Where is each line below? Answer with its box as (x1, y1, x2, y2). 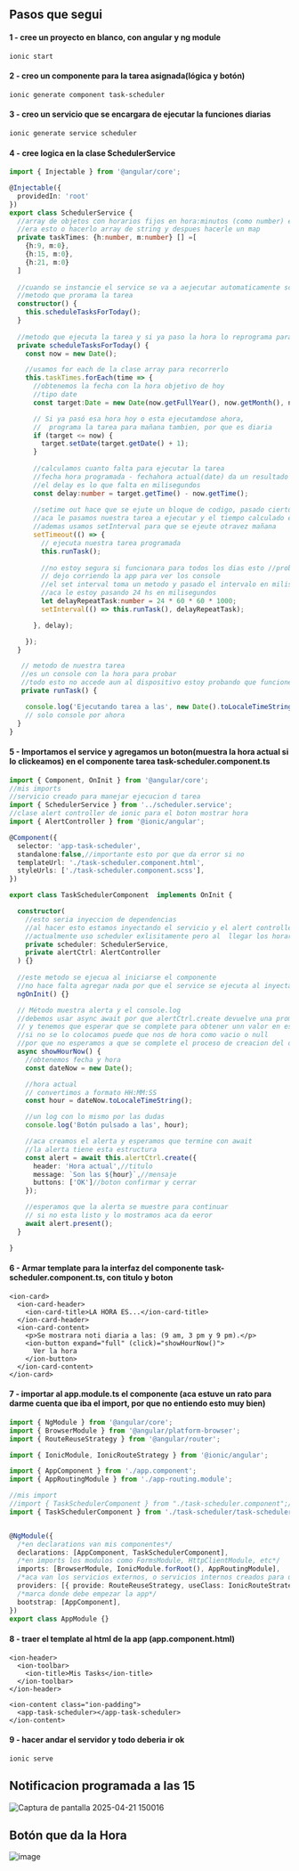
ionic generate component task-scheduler (9, 90, 166, 99)
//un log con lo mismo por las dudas (25, 1113, 166, 1122)
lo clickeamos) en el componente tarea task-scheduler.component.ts (9, 756, 271, 767)
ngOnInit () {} (17, 989, 69, 999)
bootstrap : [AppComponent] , (17, 1597, 122, 1606)
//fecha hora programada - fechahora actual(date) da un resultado (32, 472, 289, 481)
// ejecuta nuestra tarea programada (41, 538, 181, 547)
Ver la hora (32, 1346, 77, 1355)
